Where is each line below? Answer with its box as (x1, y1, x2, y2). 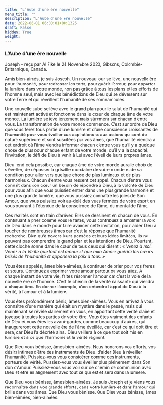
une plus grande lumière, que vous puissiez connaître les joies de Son (5, 193, 145, 199)
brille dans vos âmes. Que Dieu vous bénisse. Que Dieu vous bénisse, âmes (5, 389, 157, 395)
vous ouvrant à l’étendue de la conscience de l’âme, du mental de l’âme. (5, 203, 149, 209)
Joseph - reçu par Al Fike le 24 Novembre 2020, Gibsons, (5, 61, 120, 67)
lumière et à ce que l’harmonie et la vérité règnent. (5, 335, 106, 340)
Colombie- (121, 61, 143, 67)
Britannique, (5, 67, 30, 72)
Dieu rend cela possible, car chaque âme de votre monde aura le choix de (5, 162, 153, 168)
